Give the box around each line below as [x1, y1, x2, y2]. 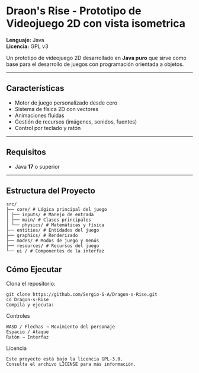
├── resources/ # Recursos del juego [6, 243, 99, 249]
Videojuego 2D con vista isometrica [6, 17, 185, 30]
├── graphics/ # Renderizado [6, 233, 78, 239]
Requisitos [6, 147, 46, 157]
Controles [6, 312, 30, 320]
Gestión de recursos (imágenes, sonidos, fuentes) [14, 118, 137, 125]
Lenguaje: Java [6, 36, 44, 43]
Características [6, 83, 65, 93]
